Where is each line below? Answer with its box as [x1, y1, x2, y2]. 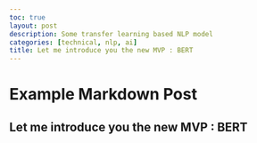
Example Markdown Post [9, 84, 198, 105]
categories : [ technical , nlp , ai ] [9, 37, 138, 47]
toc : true [9, 12, 46, 22]
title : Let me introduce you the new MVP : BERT [9, 46, 194, 55]
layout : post [9, 21, 58, 30]
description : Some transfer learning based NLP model [9, 29, 214, 38]
